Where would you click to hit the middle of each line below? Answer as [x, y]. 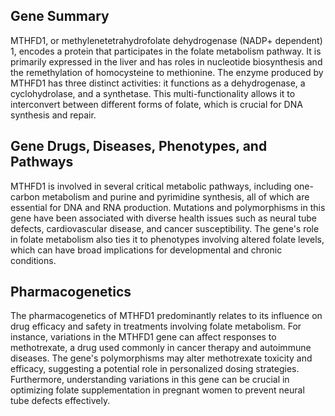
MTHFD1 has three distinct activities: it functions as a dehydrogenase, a [158, 83]
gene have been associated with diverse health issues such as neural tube [163, 218]
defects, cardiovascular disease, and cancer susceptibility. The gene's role [165, 228]
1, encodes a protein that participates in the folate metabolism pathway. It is [166, 51]
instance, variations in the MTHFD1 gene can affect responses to [143, 337]
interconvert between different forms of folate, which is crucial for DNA [156, 104]
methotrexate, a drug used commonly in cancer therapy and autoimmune [161, 348]
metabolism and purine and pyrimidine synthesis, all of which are [175, 196]
